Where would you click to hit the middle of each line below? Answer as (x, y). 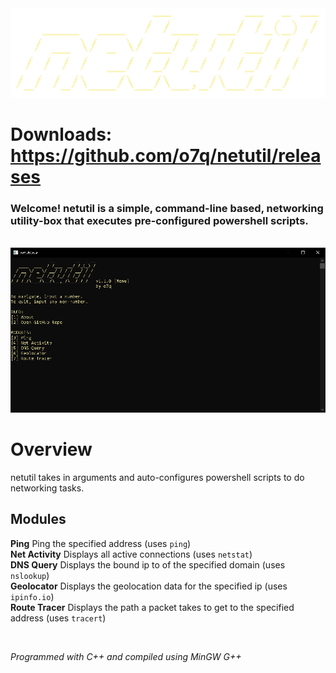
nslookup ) (30, 575)
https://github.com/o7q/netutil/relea (166, 156)
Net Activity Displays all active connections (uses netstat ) (131, 554)
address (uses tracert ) (58, 618)
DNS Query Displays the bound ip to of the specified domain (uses (148, 564)
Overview (51, 449)
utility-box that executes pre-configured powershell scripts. (159, 220)
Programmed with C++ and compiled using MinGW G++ (126, 656)
